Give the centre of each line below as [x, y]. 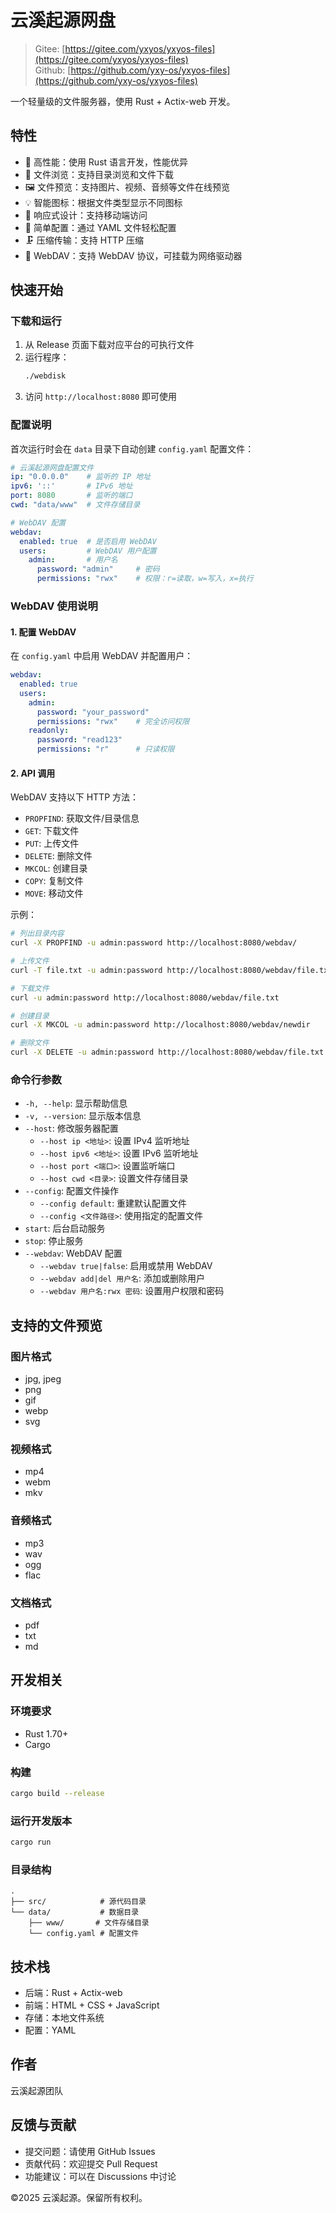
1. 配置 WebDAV [43, 632]
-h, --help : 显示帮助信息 [76, 1103]
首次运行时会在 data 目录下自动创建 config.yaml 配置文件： [132, 448]
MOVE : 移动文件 [54, 893]
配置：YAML [50, 2030]
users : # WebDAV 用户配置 [88, 551]
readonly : [49, 731]
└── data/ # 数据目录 [75, 1912]
